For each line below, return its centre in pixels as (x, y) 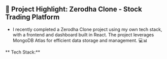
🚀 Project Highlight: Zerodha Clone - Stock (74, 9)
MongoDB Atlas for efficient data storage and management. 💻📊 (80, 40)
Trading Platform (32, 17)
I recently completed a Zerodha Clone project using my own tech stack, (87, 29)
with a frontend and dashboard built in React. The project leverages (83, 35)
